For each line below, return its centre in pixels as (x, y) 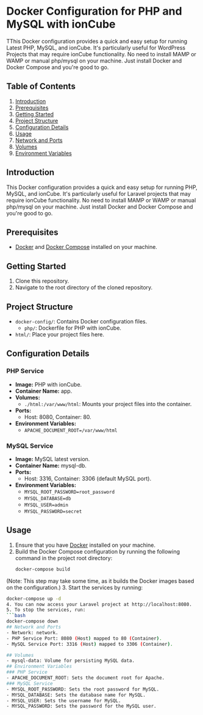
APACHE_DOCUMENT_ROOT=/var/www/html (71, 430)
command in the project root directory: (64, 558)
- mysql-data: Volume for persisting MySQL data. (71, 661)
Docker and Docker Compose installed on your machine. (86, 247)
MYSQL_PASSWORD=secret (53, 511)
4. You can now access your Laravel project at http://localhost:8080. (99, 604)
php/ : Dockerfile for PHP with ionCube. (73, 328)
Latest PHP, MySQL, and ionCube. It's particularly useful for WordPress (96, 48)
